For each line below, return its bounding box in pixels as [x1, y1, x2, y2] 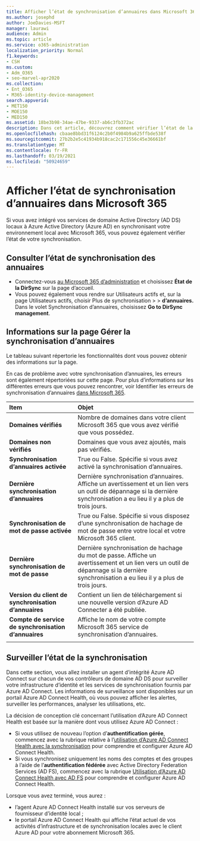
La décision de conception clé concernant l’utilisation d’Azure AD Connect [6, 712, 187, 719]
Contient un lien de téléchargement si [77, 590, 183, 599]
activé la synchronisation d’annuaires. [77, 462, 183, 471]
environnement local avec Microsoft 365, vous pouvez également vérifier [6, 229, 186, 236]
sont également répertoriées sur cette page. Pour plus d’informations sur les [6, 376, 193, 384]
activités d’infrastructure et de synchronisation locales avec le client [14, 823, 182, 830]
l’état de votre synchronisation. [6, 236, 82, 243]
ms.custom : [6, 64, 33, 70]
